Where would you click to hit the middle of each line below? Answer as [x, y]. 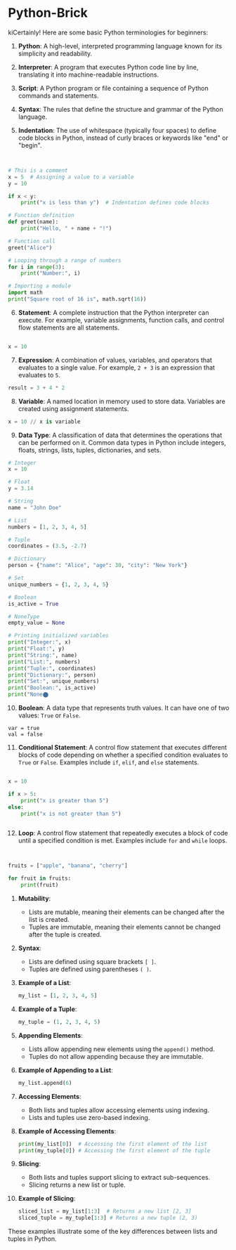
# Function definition [41, 216]
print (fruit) [40, 885]
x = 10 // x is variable [44, 422]
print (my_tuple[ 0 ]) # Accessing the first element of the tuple [114, 1150]
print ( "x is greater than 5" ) [65, 800]
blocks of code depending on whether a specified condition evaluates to [123, 755]
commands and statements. [58, 96]
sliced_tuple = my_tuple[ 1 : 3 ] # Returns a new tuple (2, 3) [108, 1218]
